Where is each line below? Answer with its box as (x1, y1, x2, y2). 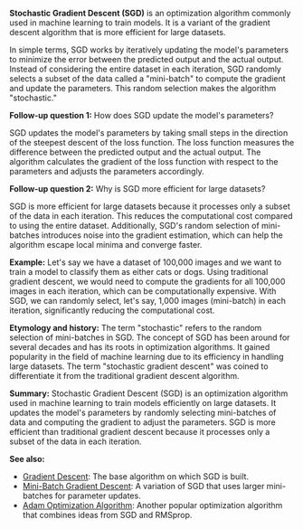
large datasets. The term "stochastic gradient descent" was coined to (9, 361, 269, 372)
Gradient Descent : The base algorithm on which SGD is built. (22, 471, 250, 482)
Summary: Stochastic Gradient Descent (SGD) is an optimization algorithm (9, 388, 289, 399)
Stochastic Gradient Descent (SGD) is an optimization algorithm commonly (9, 8, 291, 18)
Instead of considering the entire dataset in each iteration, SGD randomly (9, 63, 282, 74)
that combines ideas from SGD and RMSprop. (22, 510, 193, 520)
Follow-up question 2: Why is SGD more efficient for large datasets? (9, 184, 266, 194)
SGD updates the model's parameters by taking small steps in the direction (9, 128, 289, 138)
